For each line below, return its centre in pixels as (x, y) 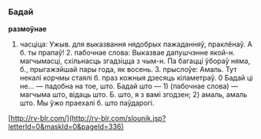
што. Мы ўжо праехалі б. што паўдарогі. (87, 103)
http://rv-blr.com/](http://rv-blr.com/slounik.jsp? (88, 118)
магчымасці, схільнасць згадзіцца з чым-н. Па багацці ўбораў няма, (135, 61)
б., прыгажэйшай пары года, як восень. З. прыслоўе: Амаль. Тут (128, 69)
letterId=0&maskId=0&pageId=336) (66, 127)
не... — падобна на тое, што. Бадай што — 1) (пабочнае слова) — (129, 86)
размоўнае (28, 29)
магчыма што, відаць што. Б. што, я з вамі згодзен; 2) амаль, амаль (133, 95)
